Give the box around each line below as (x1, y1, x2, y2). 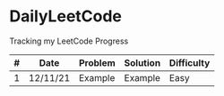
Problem (79, 56, 116, 68)
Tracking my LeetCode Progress (9, 36, 129, 46)
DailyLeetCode (9, 6, 123, 27)
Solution (124, 56, 161, 68)
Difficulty (168, 56, 211, 68)
